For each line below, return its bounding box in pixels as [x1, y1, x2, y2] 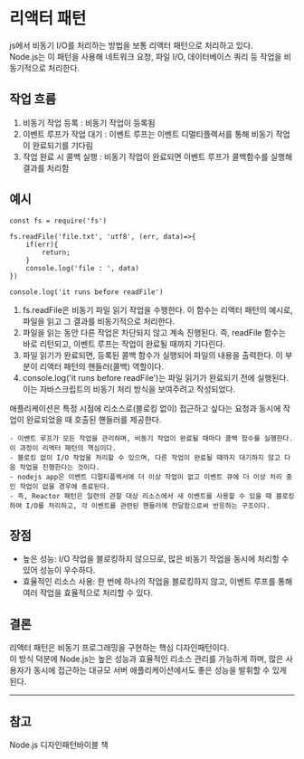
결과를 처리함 [22, 162, 70, 173]
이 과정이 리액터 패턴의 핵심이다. [9, 443, 117, 452]
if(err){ [25, 240, 59, 249]
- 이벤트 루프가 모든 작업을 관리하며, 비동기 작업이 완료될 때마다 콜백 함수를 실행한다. [9, 433, 294, 443]
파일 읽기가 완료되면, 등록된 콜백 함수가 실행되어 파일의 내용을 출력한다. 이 [22, 349, 283, 360]
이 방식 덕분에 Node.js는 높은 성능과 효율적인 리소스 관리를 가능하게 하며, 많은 [9, 653, 284, 665]
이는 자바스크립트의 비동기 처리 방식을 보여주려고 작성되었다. [22, 384, 236, 394]
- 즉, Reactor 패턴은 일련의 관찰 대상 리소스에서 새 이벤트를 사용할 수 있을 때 [9, 491, 272, 500]
